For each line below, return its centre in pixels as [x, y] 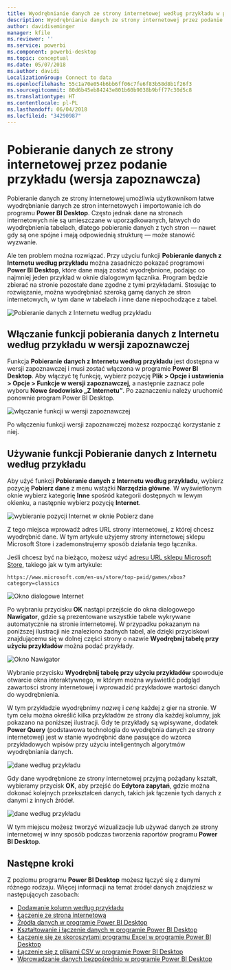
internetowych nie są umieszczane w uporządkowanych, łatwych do [104, 220]
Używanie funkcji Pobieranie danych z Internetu [112, 454]
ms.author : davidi [33, 71]
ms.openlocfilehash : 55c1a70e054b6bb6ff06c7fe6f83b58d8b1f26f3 [100, 84]
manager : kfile [29, 33]
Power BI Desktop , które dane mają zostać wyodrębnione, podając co [106, 270]
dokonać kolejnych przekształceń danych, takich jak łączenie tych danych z [114, 793]
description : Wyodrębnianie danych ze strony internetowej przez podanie [115, 20]
